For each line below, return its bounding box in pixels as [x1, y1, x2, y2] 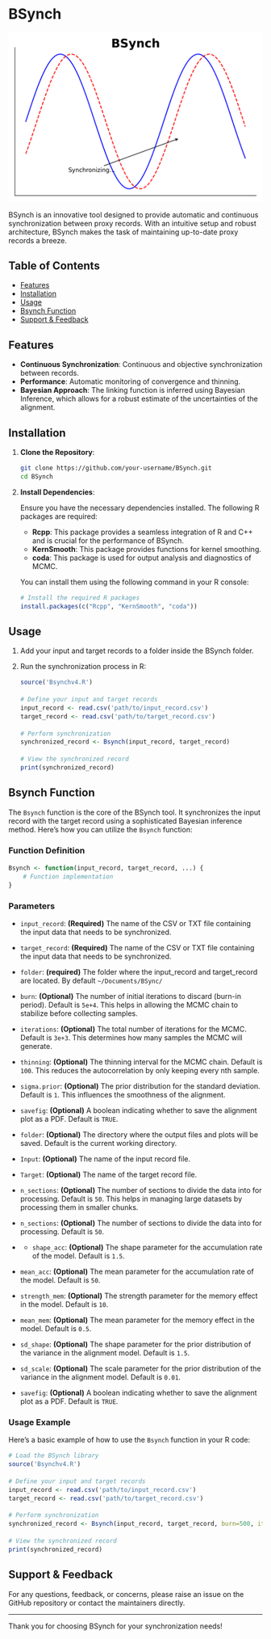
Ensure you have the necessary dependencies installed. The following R [19, 503, 260, 512]
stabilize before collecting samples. [19, 1009, 139, 1018]
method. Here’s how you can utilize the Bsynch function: [8, 824, 193, 834]
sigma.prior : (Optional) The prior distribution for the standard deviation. [19, 1081, 261, 1091]
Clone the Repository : [19, 448, 95, 457]
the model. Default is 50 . [19, 1275, 101, 1285]
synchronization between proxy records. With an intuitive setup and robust [8, 218, 256, 228]
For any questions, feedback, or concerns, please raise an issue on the [8, 1589, 244, 1599]
